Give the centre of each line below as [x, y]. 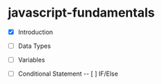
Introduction [35, 32]
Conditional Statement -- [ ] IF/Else [68, 74]
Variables [31, 60]
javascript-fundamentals [81, 13]
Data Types [34, 46]
